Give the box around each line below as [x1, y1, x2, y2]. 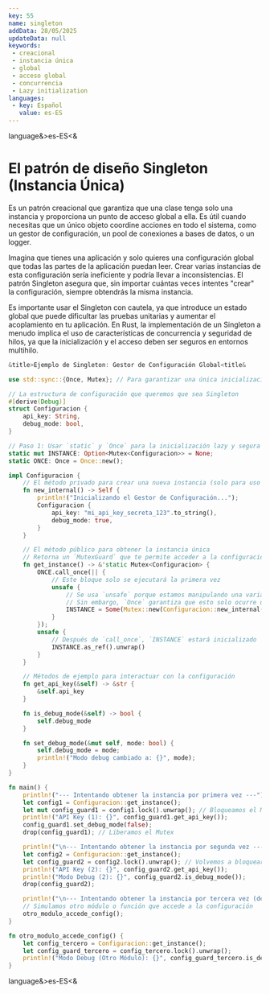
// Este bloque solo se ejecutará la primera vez [51, 575, 221, 584]
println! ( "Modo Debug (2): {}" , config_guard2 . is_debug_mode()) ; [22, 872, 247, 881]
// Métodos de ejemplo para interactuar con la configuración [22, 673, 235, 681]
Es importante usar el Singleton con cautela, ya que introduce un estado [8, 303, 247, 312]
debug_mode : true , [51, 516, 113, 524]
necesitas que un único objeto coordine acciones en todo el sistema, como [8, 220, 257, 229]
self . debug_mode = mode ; [37, 746, 121, 755]
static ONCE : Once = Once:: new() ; [8, 456, 125, 465]
